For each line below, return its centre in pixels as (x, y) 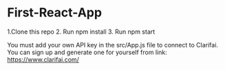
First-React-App (54, 13)
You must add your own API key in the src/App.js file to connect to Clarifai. (113, 45)
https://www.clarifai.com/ (43, 59)
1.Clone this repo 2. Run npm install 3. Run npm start (81, 32)
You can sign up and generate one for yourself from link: (87, 52)
